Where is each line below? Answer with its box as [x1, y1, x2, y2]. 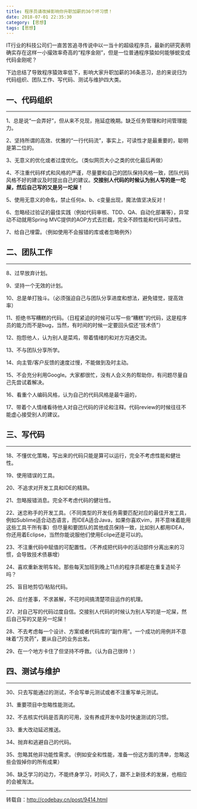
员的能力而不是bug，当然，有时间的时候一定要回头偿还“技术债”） [6, 321, 164, 328]
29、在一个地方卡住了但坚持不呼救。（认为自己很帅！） [6, 647, 139, 654]
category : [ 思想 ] [6, 19, 47, 25]
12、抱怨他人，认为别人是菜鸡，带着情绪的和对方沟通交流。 [6, 334, 151, 341]
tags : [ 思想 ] [6, 25, 36, 31]
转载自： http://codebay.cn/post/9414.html [6, 796, 108, 803]
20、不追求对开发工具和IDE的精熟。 [6, 484, 93, 491]
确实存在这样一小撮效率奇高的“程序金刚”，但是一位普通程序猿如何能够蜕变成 [6, 49, 191, 56]
